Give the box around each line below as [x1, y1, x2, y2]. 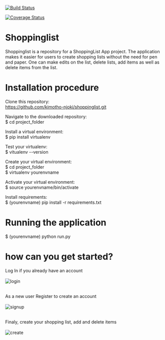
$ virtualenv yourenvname [5, 169, 59, 175]
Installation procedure [5, 82, 99, 94]
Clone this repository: [5, 98, 50, 105]
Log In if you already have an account [5, 267, 83, 273]
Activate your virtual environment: [5, 179, 75, 185]
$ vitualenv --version [5, 149, 48, 155]
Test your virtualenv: [5, 143, 47, 150]
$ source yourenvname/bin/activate [5, 184, 79, 190]
